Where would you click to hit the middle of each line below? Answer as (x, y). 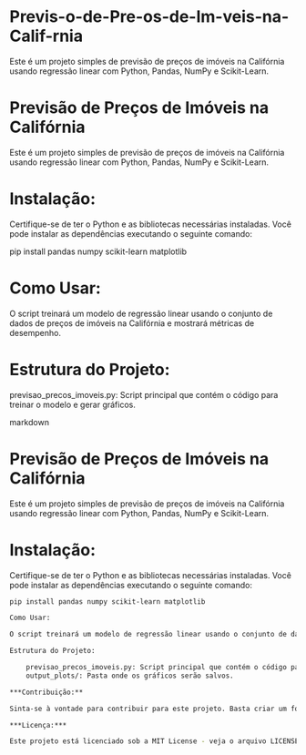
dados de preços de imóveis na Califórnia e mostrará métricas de (132, 323)
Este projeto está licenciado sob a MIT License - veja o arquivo (138, 741)
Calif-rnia (46, 36)
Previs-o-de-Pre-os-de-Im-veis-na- (149, 17)
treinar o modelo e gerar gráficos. (73, 404)
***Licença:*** (38, 725)
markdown (30, 422)
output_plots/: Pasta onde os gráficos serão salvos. (130, 676)
